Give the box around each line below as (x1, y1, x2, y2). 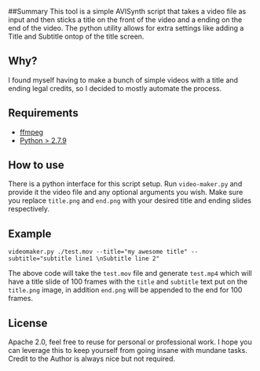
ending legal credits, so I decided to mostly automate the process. (8, 83, 222, 93)
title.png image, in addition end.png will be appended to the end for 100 (8, 285, 243, 295)
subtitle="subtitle (8, 255, 72, 263)
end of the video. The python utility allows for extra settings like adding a (8, 24, 244, 32)
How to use (8, 159, 64, 172)
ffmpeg (19, 127, 44, 137)
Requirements (8, 106, 79, 120)
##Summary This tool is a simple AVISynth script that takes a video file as (8, 7, 247, 16)
